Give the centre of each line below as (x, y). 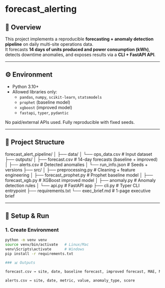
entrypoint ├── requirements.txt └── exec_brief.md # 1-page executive (78, 191)
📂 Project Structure (35, 142)
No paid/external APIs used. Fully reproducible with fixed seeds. (70, 122)
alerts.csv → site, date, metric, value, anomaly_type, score (70, 280)
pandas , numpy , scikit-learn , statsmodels (61, 97)
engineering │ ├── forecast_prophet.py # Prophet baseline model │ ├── (79, 175)
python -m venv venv (26, 240)
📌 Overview (23, 27)
